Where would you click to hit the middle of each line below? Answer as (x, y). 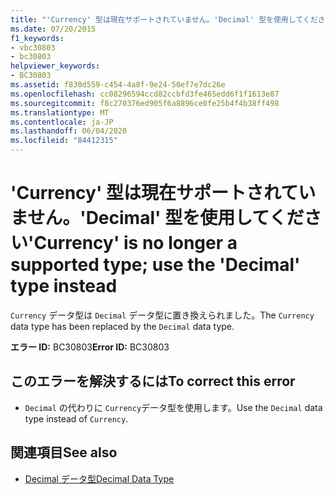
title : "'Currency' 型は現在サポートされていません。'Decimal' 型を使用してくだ (164, 19)
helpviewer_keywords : (55, 66)
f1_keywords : (37, 38)
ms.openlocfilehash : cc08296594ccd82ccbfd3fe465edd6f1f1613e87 (145, 94)
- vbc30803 (33, 47)
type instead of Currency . (76, 418)
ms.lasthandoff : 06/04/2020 (69, 131)
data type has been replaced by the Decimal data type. (122, 326)
